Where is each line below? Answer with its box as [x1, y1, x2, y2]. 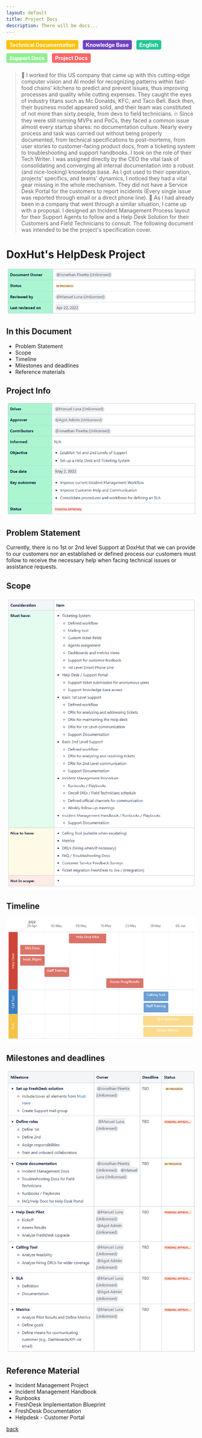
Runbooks [14, 1394, 40, 1402]
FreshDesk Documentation [14, 1407, 81, 1415]
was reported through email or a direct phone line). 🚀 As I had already [21, 194, 194, 201]
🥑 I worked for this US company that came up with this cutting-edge [21, 71, 191, 79]
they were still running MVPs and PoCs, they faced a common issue [21, 117, 190, 124]
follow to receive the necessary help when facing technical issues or [6, 557, 177, 564]
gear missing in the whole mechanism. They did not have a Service [21, 181, 188, 189]
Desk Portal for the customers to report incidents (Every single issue [21, 188, 191, 195]
